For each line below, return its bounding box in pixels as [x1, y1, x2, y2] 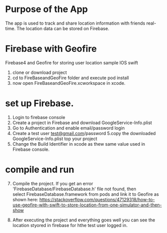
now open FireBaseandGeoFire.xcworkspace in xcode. [12, 80, 126, 86]
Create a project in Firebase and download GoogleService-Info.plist [12, 120, 152, 126]
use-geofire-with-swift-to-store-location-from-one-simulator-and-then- [12, 202, 162, 208]
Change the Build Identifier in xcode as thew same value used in [12, 141, 145, 147]
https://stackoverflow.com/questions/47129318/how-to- [39, 196, 155, 202]
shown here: [12, 196, 39, 202]
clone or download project [12, 69, 67, 75]
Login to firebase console [12, 114, 65, 120]
